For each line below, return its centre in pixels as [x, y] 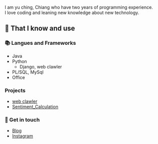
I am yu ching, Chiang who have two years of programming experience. [79, 7]
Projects [15, 90]
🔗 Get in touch [22, 119]
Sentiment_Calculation [35, 106]
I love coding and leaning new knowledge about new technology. [72, 13]
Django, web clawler [41, 66]
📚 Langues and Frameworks [41, 43]
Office [18, 77]
